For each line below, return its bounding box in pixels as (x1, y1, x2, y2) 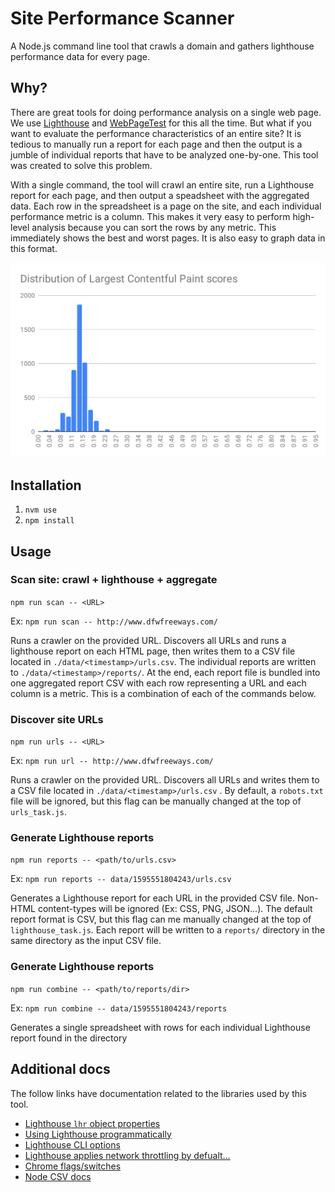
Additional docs (10, 1061, 111, 1078)
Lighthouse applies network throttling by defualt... (24, 1149, 231, 1161)
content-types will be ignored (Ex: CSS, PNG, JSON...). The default (37, 903, 313, 915)
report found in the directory (10, 1032, 128, 1044)
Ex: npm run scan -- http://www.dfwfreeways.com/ (10, 615, 218, 627)
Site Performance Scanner (10, 7, 235, 30)
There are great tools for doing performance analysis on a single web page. (10, 106, 322, 118)
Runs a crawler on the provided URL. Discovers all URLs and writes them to (10, 774, 320, 786)
